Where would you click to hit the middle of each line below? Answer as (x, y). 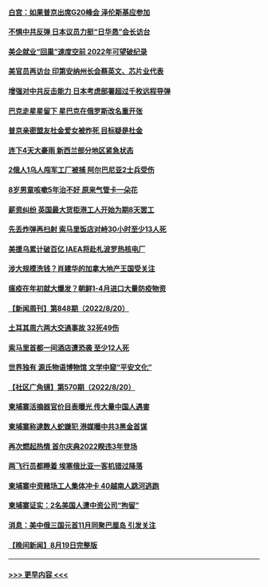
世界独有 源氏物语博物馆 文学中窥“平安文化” (80, 368)
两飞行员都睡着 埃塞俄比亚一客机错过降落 (76, 466)
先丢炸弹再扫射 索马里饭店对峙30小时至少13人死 (87, 229)
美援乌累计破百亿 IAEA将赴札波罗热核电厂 (77, 249)
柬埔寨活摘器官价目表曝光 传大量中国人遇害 (79, 407)
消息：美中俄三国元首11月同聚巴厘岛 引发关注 (82, 526)
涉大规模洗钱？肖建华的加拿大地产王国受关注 (82, 269)
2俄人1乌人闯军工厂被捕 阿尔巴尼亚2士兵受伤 (81, 170)
